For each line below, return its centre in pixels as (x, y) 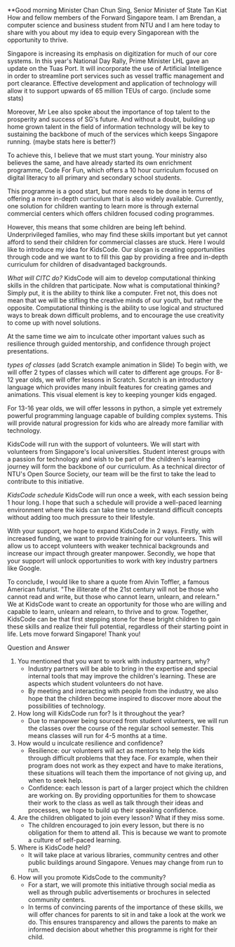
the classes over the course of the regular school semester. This (121, 728)
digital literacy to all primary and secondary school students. (95, 177)
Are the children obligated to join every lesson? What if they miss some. (121, 818)
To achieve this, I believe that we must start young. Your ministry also (107, 155)
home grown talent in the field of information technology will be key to (108, 127)
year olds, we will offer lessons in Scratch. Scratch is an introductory (114, 380)
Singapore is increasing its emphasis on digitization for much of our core (112, 53)
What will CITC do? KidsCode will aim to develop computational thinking (112, 278)
